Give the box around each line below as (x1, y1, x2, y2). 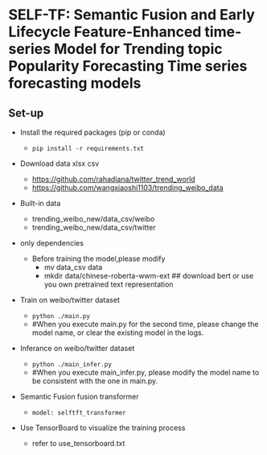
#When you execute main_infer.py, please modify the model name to (31, 368, 260, 377)
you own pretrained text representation (43, 279, 174, 289)
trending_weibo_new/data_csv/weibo (31, 214, 155, 223)
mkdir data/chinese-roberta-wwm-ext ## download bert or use (43, 271, 254, 280)
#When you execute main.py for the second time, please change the (31, 320, 259, 329)
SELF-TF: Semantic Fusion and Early (8, 6, 256, 24)
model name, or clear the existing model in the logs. (31, 328, 204, 337)
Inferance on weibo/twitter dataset (19, 344, 135, 353)
